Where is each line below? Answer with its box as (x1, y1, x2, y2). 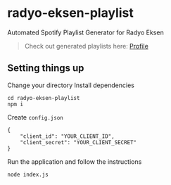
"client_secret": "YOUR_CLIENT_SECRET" (20, 139, 137, 146)
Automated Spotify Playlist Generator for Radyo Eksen (7, 28, 164, 37)
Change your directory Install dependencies (7, 81, 135, 89)
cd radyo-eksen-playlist (7, 94, 80, 101)
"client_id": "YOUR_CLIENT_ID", (20, 132, 115, 140)
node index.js (7, 171, 49, 178)
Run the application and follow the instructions (7, 157, 142, 166)
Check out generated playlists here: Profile (24, 42, 149, 50)
